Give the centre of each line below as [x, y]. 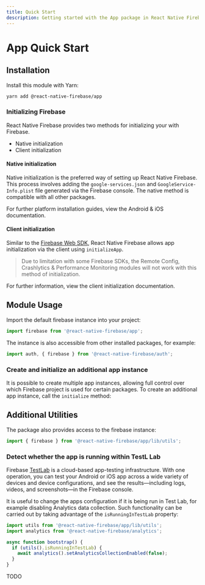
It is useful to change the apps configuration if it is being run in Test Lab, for [102, 501]
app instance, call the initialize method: [59, 396]
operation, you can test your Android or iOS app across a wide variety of [97, 476]
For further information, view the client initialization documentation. [91, 286]
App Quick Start [48, 48]
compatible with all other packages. [51, 197]
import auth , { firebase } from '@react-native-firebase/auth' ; [90, 354]
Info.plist [20, 191]
